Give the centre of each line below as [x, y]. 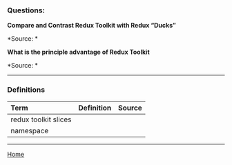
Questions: [26, 10]
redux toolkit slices [41, 119]
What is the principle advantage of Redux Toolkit [78, 52]
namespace [30, 130]
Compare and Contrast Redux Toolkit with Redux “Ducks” [91, 26]
